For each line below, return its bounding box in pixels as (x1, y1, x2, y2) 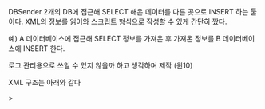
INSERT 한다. (22, 44, 65, 53)
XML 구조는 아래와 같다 (8, 78, 81, 87)
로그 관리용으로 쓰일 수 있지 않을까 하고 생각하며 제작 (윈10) (8, 60, 193, 70)
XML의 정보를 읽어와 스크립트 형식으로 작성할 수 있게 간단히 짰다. (25, 17, 227, 26)
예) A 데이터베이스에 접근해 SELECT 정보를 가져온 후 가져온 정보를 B (8, 34, 221, 43)
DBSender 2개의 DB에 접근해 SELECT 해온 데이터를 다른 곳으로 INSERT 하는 (8, 7, 249, 16)
